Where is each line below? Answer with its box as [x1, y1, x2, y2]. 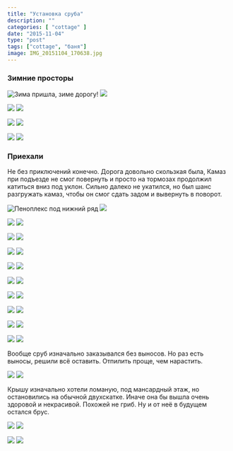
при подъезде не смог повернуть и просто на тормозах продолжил [7, 175, 212, 184]
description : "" [7, 17, 55, 24]
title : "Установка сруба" [7, 10, 83, 18]
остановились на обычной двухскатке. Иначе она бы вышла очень [7, 393, 210, 402]
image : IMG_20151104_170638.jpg [7, 50, 102, 57]
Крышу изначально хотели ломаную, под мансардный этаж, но [7, 385, 200, 394]
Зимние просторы [7, 73, 74, 83]
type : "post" [7, 37, 46, 44]
